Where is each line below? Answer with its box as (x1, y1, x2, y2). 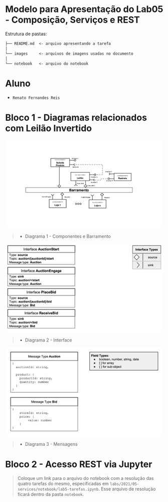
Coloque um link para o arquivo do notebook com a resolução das (17, 475, 154, 481)
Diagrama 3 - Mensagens (25, 441, 78, 447)
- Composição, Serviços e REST (5, 14, 140, 26)
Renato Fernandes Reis (12, 95, 60, 100)
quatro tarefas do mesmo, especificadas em (17, 480, 109, 486)
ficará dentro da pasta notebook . (17, 491, 84, 497)
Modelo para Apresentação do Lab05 (5, 4, 163, 15)
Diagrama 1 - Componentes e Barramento (25, 233, 111, 239)
